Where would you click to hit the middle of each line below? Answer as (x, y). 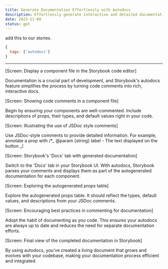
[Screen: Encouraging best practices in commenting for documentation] (79, 210)
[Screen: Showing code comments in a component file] (62, 101)
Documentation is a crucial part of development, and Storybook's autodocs (82, 80)
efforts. (13, 230)
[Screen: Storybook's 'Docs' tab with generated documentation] (71, 155)
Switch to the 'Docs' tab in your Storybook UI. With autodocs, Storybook (80, 165)
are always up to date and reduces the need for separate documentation (80, 225)
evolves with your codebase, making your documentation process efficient (82, 255)
